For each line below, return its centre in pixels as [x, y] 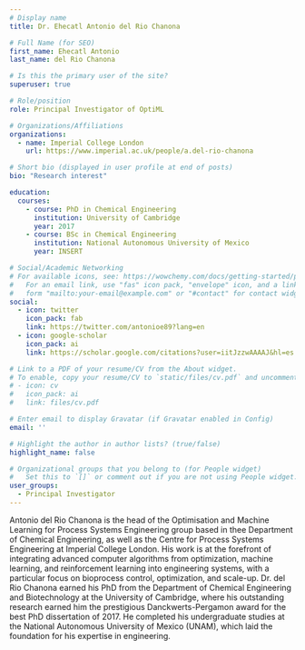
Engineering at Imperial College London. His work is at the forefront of [141, 549]
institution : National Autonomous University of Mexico [141, 243]
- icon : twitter [48, 310]
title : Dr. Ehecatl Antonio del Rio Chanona [95, 26]
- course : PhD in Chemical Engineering [101, 209]
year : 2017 [54, 226]
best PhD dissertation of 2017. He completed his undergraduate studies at [147, 616]
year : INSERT [58, 252]
